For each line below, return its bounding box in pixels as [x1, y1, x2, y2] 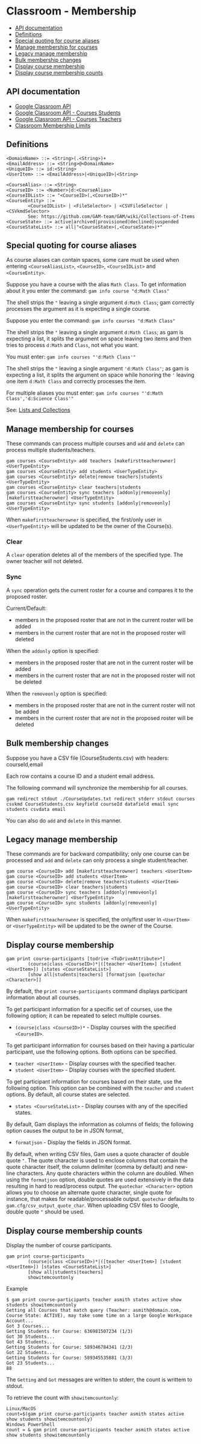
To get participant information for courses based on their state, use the [6, 1078, 182, 1086]
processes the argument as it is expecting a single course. [6, 305, 151, 313]
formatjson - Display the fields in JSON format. [14, 1139, 132, 1146]
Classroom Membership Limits [14, 122, 91, 129]
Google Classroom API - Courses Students [14, 109, 121, 116]
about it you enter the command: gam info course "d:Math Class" [6, 287, 170, 294]
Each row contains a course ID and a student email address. [6, 772, 155, 780]
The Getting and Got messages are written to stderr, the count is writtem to [6, 1376, 193, 1383]
